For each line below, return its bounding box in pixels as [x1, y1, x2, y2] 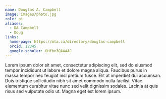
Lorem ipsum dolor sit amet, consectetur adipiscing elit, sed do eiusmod [5, 62, 153, 68]
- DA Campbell [9, 26, 39, 31]
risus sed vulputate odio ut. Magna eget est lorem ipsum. [5, 88, 121, 94]
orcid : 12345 [9, 44, 37, 49]
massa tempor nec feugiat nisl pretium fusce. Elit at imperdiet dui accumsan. [5, 72, 162, 78]
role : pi [5, 16, 23, 21]
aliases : [5, 21, 23, 26]
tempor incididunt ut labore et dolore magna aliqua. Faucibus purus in [5, 67, 147, 73]
